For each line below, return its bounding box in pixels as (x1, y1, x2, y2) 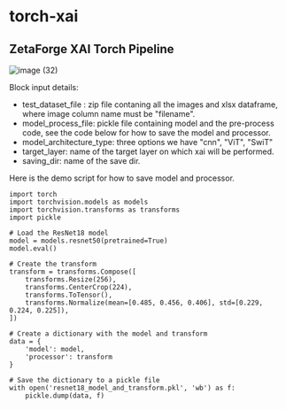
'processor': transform (25, 352, 113, 361)
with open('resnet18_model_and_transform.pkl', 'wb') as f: (9, 383, 236, 392)
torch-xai (9, 6, 79, 27)
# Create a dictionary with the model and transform (9, 329, 208, 338)
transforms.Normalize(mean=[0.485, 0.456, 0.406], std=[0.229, (25, 298, 264, 307)
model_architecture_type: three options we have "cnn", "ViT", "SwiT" (21, 137, 274, 147)
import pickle (9, 213, 62, 222)
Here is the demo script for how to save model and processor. (9, 173, 235, 183)
